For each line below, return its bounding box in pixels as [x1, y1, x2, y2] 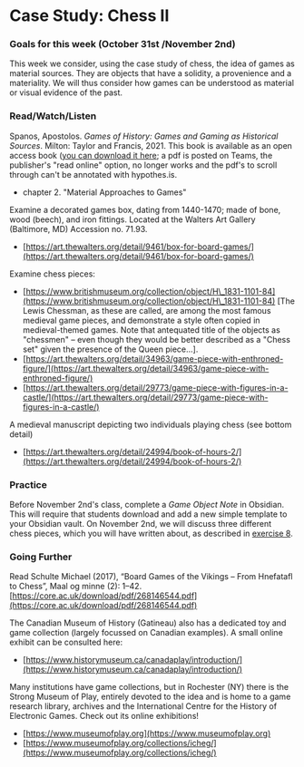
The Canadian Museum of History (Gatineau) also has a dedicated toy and [9, 617, 287, 628]
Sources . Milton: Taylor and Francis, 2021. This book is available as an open [9, 140, 293, 150]
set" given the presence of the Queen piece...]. [22, 344, 199, 354]
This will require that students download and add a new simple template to [9, 509, 288, 519]
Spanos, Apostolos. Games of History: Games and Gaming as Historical [9, 131, 279, 141]
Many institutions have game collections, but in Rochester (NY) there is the [9, 682, 289, 693]
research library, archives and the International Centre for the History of [9, 701, 278, 712]
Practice [9, 478, 47, 490]
